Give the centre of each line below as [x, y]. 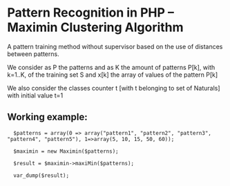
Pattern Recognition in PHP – [90, 13]
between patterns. [33, 54]
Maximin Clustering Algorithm [96, 27]
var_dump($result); [41, 175]
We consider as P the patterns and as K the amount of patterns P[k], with [111, 67]
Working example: [47, 117]
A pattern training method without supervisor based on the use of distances [115, 46]
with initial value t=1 [35, 95]
